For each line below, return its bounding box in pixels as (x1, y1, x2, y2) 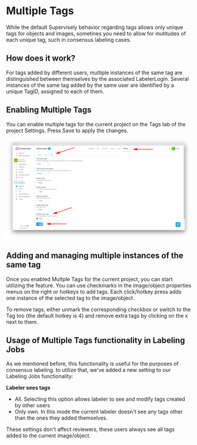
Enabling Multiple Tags (6, 105, 92, 115)
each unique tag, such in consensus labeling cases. (6, 36, 131, 43)
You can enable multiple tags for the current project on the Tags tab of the (6, 120, 186, 127)
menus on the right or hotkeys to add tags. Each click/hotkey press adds (6, 288, 182, 295)
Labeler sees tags (6, 384, 51, 391)
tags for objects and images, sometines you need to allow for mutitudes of (6, 30, 186, 37)
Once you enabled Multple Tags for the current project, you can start (6, 276, 173, 283)
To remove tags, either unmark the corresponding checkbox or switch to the (6, 306, 191, 313)
